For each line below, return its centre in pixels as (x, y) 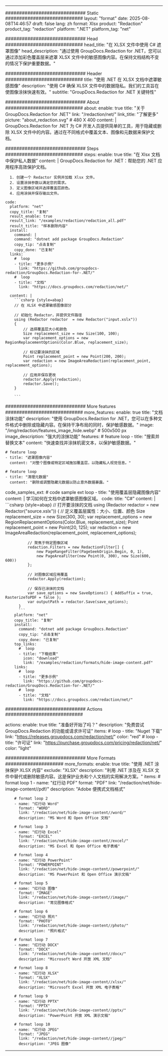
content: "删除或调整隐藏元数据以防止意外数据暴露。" (59, 482)
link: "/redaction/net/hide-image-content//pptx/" (72, 1010)
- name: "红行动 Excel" (38, 832)
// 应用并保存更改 (39, 375)
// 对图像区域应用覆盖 (48, 575)
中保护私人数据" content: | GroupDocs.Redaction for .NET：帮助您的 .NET (81, 161)
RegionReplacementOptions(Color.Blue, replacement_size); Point (72, 522)
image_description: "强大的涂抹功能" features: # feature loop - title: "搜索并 (82, 436)
